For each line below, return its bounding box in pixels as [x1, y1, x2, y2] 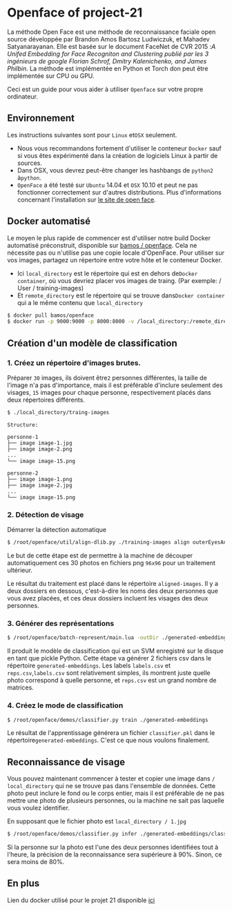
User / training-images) [17, 284, 84, 292]
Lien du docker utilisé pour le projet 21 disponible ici [7, 896, 155, 904]
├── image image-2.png [7, 445, 72, 453]
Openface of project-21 [7, 5, 143, 21]
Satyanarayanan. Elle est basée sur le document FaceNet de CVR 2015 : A [7, 42, 216, 50]
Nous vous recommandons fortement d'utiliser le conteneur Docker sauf [17, 144, 222, 153]
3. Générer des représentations [7, 618, 115, 628]
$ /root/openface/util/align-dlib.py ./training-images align [7, 539, 190, 546]
